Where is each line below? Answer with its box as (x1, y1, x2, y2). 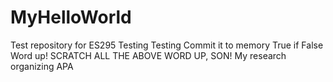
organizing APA (10, 60, 74, 72)
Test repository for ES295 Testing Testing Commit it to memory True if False (10, 39, 324, 51)
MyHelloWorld (10, 6, 132, 29)
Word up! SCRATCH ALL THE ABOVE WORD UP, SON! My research (10, 49, 287, 61)
